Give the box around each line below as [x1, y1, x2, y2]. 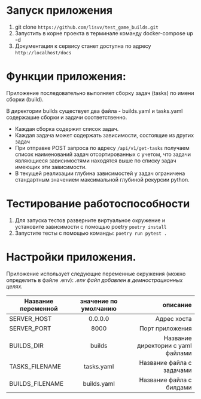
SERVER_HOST [9, 314, 52, 323]
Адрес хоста [155, 314, 192, 323]
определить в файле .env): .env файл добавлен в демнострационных [6, 276, 183, 284]
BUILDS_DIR [9, 341, 44, 349]
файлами [165, 349, 192, 357]
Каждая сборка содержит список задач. [14, 125, 119, 132]
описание [162, 300, 192, 309]
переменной [20, 304, 58, 312]
